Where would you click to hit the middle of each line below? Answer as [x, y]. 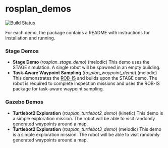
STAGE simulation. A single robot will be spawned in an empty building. [86, 67]
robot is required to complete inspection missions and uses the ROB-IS [86, 83]
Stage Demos [22, 51]
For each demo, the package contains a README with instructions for [78, 32]
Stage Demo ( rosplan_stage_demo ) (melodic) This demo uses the [81, 62]
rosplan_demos [38, 9]
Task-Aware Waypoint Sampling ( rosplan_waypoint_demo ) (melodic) [85, 73]
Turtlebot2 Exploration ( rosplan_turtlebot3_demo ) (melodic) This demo [87, 129]
